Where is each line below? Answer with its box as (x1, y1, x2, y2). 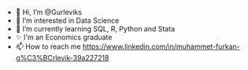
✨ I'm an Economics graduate (15, 32, 113, 42)
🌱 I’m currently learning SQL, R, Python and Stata (15, 24, 176, 33)
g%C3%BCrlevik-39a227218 (15, 53, 109, 62)
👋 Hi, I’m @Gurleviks (15, 8, 83, 17)
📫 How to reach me (15, 42, 81, 51)
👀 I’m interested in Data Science (15, 16, 120, 25)
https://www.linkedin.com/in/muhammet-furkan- (82, 42, 240, 51)
